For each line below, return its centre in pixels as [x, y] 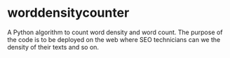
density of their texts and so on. [53, 47]
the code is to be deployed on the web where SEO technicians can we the [114, 39]
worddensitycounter [68, 13]
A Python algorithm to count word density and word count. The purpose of [115, 32]
